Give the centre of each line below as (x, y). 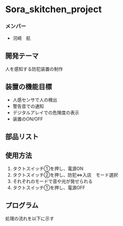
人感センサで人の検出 (35, 100)
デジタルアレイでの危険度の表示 (46, 112)
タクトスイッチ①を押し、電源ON (48, 168)
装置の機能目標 (29, 87)
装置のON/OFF (28, 119)
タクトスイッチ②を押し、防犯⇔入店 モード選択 (65, 175)
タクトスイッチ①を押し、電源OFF (49, 188)
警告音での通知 (28, 106)
